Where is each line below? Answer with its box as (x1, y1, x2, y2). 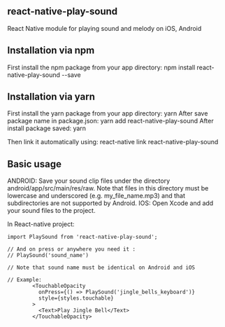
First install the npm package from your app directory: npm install (7, 63, 196, 71)
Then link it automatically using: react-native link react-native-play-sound (7, 138, 219, 146)
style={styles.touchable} (38, 295, 114, 302)
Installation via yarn (7, 91, 96, 103)
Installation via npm (7, 45, 95, 57)
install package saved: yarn (7, 124, 86, 132)
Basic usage (7, 158, 61, 170)
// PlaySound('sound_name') (7, 252, 89, 259)
